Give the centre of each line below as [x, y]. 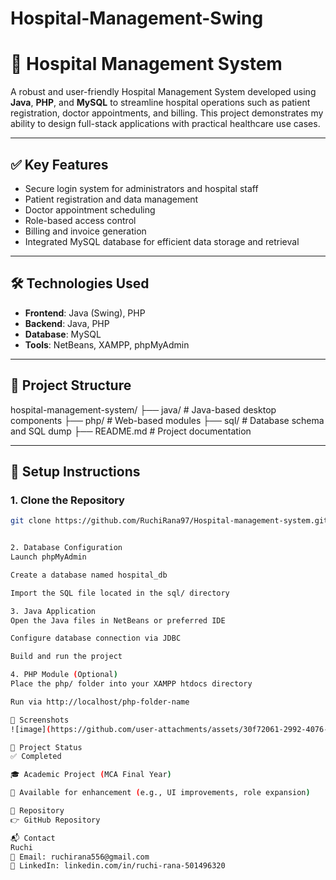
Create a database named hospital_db [89, 575]
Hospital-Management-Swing [137, 18]
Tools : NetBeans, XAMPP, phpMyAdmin [107, 344]
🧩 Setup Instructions [75, 471]
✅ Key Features [59, 164]
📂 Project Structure [71, 385]
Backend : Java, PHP [67, 323]
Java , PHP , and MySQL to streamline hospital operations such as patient [160, 103]
